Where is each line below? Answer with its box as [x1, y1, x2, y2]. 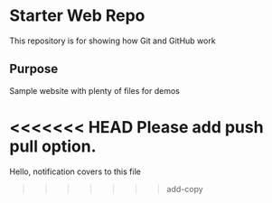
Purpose [9, 61, 59, 77]
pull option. [9, 136, 97, 156]
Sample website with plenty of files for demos [9, 85, 181, 96]
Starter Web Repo [9, 5, 145, 26]
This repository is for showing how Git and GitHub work [9, 35, 216, 46]
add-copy [166, 183, 203, 194]
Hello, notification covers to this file [9, 166, 142, 177]
